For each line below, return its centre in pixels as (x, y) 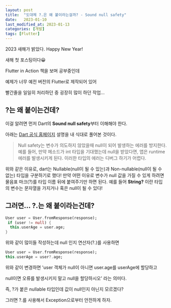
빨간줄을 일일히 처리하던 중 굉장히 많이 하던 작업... (55, 92)
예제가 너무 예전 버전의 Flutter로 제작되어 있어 (51, 82)
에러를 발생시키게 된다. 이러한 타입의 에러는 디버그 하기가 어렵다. (82, 158)
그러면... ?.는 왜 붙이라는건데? (50, 206)
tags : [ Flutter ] (23, 34)
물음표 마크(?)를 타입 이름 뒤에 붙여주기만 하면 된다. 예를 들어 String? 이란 (79, 182)
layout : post (19, 10)
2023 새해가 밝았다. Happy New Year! (44, 49)
